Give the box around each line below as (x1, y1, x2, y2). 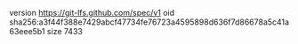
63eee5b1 (9, 26, 45, 36)
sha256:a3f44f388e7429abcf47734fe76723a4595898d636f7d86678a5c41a (9, 17, 290, 27)
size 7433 (46, 26, 83, 36)
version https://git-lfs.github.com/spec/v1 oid (9, 8, 175, 18)
